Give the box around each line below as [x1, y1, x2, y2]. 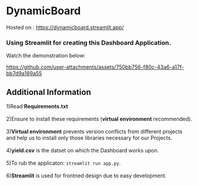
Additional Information [6, 87, 91, 97]
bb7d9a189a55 [6, 70, 43, 77]
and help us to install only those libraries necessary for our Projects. [6, 135, 173, 142]
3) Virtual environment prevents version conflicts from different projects [6, 128, 183, 135]
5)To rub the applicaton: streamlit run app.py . [6, 160, 121, 167]
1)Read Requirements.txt [6, 103, 68, 110]
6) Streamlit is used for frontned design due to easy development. [6, 172, 167, 179]
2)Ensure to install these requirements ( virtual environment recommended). [6, 116, 193, 123]
